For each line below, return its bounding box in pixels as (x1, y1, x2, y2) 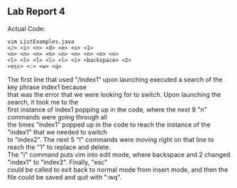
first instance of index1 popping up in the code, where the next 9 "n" (7, 105, 207, 114)
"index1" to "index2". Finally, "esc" (7, 158, 108, 166)
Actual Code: (7, 24, 46, 33)
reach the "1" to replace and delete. (7, 143, 111, 151)
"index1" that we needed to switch (7, 127, 108, 136)
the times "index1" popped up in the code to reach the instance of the (7, 120, 211, 129)
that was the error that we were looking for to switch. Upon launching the (7, 90, 221, 98)
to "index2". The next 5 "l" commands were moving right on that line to (7, 135, 214, 143)
